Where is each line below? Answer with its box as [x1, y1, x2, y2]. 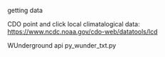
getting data [7, 6, 43, 14]
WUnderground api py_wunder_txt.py [7, 41, 117, 49]
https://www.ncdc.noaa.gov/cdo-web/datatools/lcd [7, 28, 158, 36]
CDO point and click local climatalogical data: [7, 20, 140, 28]
